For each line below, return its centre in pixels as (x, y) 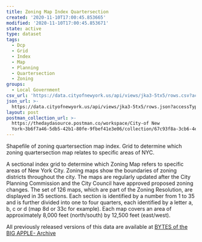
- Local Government (36, 90)
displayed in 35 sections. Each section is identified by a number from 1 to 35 (101, 196)
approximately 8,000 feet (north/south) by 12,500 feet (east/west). (88, 215)
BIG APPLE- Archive (31, 233)
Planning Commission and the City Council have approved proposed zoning (100, 183)
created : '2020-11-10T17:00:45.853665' (56, 17)
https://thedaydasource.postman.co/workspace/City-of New (86, 124)
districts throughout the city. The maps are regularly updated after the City (99, 177)
